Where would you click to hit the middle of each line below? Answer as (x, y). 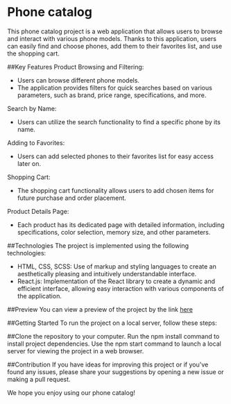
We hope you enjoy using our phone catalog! (71, 392)
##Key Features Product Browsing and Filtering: (76, 67)
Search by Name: (32, 108)
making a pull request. (39, 379)
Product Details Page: (38, 211)
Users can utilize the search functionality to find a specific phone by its (119, 121)
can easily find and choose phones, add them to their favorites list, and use (115, 46)
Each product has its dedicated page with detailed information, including (121, 225)
